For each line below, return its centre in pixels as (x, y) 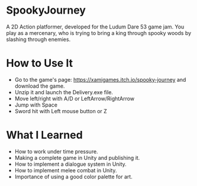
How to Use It (39, 63)
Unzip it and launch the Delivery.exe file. (64, 92)
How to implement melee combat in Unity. (66, 170)
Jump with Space (36, 105)
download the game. (40, 86)
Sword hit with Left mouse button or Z (61, 111)
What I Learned (44, 135)
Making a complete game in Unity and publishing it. (77, 158)
